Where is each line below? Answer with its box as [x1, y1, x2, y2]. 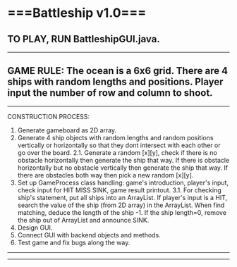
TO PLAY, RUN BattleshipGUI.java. [7, 33, 160, 45]
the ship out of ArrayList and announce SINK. [17, 216, 150, 224]
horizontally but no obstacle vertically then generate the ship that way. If [17, 163, 228, 172]
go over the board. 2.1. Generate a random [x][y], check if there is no [17, 148, 217, 156]
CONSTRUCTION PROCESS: [7, 112, 90, 120]
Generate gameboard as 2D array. [17, 125, 117, 135]
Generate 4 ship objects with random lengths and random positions [17, 133, 214, 142]
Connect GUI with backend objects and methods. [17, 230, 161, 239]
